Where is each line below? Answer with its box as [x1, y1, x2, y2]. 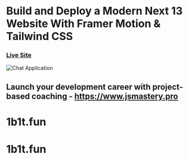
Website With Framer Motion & [6, 17, 161, 30]
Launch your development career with [6, 82, 151, 92]
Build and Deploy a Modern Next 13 [6, 4, 183, 18]
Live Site [6, 51, 32, 59]
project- [152, 82, 184, 92]
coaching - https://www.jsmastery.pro [32, 91, 178, 101]
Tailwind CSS [6, 30, 73, 43]
